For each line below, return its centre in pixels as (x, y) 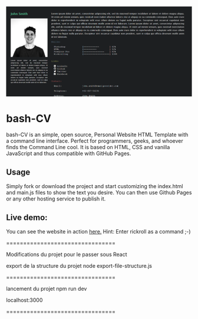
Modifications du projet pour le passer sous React (67, 254)
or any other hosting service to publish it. (56, 199)
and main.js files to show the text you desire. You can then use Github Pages (99, 193)
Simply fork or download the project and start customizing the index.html (95, 186)
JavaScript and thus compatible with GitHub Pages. (69, 153)
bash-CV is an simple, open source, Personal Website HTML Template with (97, 135)
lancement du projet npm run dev (47, 288)
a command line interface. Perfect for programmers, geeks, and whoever (95, 141)
